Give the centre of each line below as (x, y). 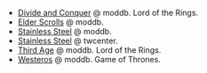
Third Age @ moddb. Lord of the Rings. (89, 50)
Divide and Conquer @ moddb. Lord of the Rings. (107, 13)
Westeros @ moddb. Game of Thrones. (89, 59)
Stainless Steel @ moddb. (65, 31)
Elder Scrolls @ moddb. (60, 22)
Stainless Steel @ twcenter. (68, 40)
